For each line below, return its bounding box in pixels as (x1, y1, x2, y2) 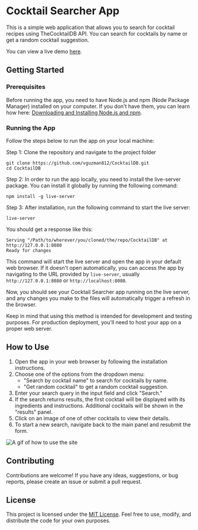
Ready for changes (6, 247, 51, 253)
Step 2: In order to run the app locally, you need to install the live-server (6, 175, 181, 183)
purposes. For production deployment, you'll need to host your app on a (6, 318, 181, 325)
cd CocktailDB (6, 165, 41, 171)
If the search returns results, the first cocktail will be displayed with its (14, 395, 186, 403)
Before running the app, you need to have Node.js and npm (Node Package (6, 96, 190, 103)
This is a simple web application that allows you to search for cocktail (6, 24, 176, 31)
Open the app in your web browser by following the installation (14, 357, 167, 365)
